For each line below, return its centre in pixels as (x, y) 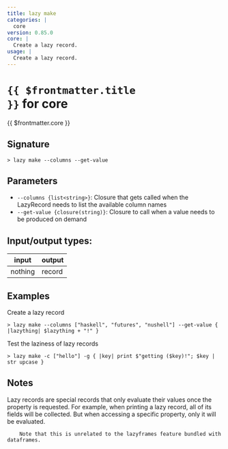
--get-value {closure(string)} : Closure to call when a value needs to (116, 212)
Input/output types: (50, 241)
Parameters (32, 181)
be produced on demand (52, 219)
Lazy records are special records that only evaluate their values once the (110, 399)
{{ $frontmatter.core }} (39, 123)
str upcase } (26, 362)
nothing (23, 272)
